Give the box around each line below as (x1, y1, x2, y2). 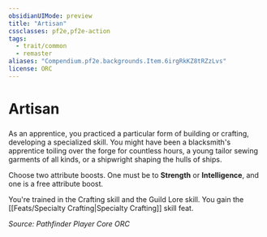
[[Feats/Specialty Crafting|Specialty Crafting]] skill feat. (8, 203, 194, 213)
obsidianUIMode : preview (8, 11, 93, 20)
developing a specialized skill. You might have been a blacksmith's (8, 137, 231, 147)
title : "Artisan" (8, 19, 67, 28)
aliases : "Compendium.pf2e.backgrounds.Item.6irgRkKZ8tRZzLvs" (8, 58, 227, 66)
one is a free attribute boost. (8, 179, 104, 188)
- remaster (15, 50, 53, 58)
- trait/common (15, 42, 67, 50)
